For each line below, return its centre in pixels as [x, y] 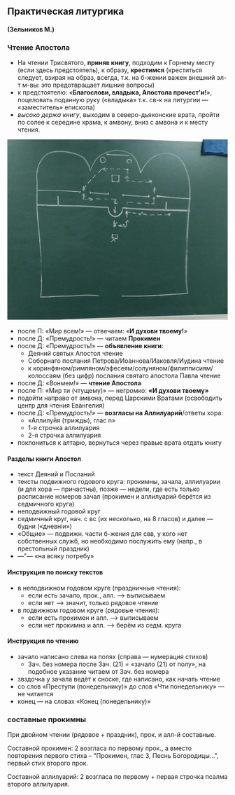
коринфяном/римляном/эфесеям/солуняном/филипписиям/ [123, 368]
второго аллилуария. [38, 784]
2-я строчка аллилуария [64, 435]
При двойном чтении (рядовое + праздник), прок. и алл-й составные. [112, 735]
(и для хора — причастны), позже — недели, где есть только [109, 489]
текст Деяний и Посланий [56, 474]
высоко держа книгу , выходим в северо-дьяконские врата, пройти [119, 115]
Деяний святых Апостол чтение [76, 354]
